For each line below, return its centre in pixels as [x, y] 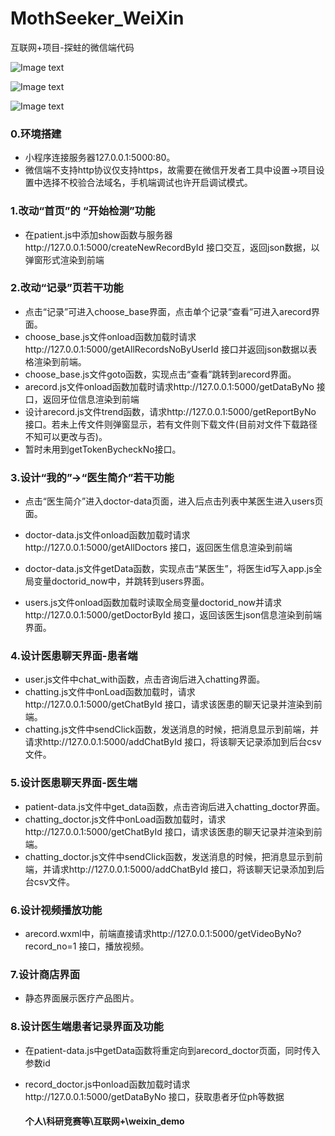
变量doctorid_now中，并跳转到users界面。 [121, 581]
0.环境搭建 [36, 134]
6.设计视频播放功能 [56, 910]
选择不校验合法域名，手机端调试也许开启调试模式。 [147, 183]
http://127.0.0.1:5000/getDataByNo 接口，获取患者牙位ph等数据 [154, 1096]
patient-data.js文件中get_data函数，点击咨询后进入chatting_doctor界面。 [174, 806]
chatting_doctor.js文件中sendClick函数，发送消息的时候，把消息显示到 [169, 856]
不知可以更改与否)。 [66, 436]
